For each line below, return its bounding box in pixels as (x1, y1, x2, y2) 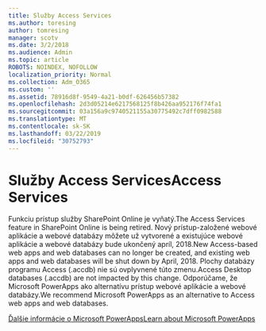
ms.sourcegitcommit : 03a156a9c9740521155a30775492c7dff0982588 (8, 108, 222, 116)
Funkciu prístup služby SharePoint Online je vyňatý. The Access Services (8, 214, 245, 224)
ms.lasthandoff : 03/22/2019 (8, 129, 102, 137)
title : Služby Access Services (8, 11, 112, 20)
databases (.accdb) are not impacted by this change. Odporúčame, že (8, 273, 238, 283)
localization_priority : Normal (8, 71, 112, 79)
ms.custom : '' (8, 85, 56, 94)
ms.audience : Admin (8, 48, 73, 56)
